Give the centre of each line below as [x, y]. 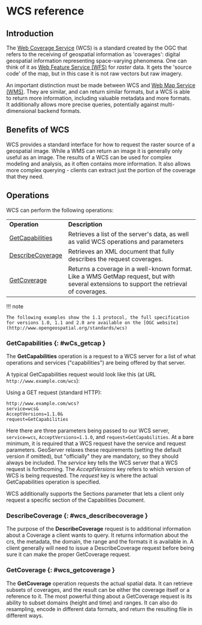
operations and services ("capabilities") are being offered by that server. [96, 362]
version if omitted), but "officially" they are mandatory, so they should [93, 456]
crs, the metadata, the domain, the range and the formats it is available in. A [100, 542]
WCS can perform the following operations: [60, 210]
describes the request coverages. [116, 259]
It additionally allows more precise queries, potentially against [83, 104]
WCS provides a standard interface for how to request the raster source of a [101, 144]
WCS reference [45, 11]
